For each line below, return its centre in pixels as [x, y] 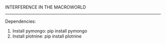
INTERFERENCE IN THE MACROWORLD [46, 7]
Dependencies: [21, 21]
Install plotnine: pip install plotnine [47, 36]
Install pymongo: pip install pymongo [50, 31]
